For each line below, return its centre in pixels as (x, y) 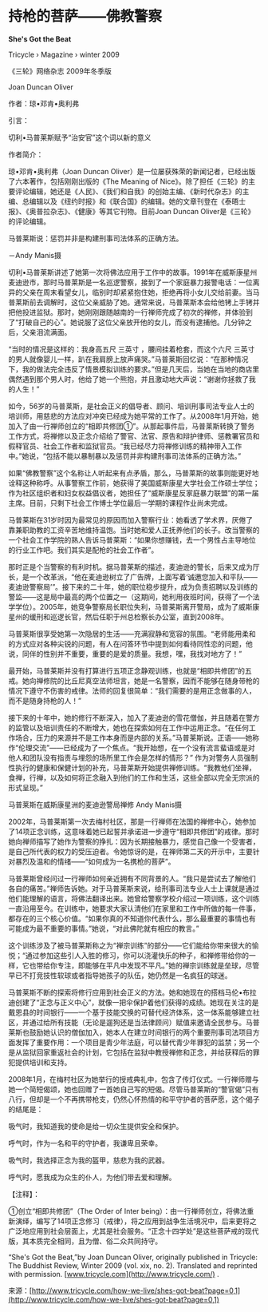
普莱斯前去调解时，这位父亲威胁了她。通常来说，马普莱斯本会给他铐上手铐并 (134, 302)
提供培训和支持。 (43, 1062)
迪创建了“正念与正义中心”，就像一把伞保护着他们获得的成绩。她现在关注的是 (134, 1002)
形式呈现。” (26, 787)
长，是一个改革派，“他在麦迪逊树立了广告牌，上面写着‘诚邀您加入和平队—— (133, 577)
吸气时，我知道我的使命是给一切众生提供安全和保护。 (96, 1126)
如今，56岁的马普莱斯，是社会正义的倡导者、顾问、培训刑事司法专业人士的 (131, 406)
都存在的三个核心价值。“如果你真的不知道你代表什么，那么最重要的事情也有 (132, 918)
